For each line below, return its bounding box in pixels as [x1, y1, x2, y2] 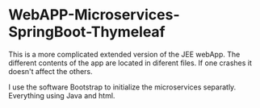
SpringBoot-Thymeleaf [8, 23, 166, 41]
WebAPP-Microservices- [8, 6, 180, 24]
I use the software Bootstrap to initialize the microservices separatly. [8, 82, 237, 92]
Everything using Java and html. [8, 90, 115, 100]
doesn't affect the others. [8, 66, 93, 76]
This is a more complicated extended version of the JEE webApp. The [8, 49, 241, 59]
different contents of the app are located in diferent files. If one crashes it [8, 58, 253, 68]
